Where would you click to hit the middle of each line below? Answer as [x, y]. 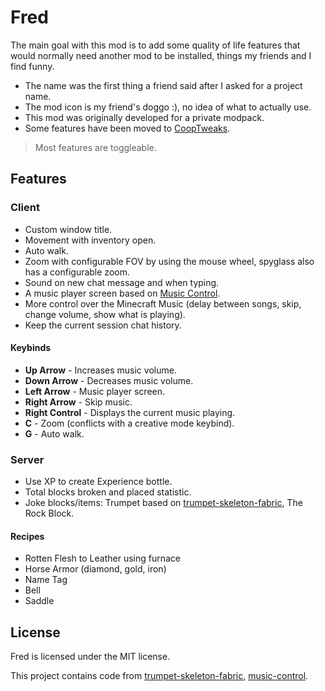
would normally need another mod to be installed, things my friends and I [161, 55]
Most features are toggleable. [95, 147]
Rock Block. [49, 513]
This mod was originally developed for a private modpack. [144, 117]
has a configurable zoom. [77, 272]
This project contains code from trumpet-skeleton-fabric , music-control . [159, 676]
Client [25, 208]
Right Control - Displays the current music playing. [130, 412]
